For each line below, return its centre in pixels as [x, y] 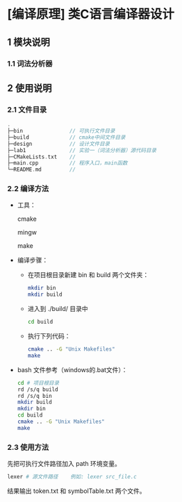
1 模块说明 [29, 42]
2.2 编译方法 [28, 189]
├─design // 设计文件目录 [59, 144]
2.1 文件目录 [27, 110]
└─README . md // [42, 170]
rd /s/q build [38, 390]
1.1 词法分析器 [30, 63]
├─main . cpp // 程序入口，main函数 [67, 163]
